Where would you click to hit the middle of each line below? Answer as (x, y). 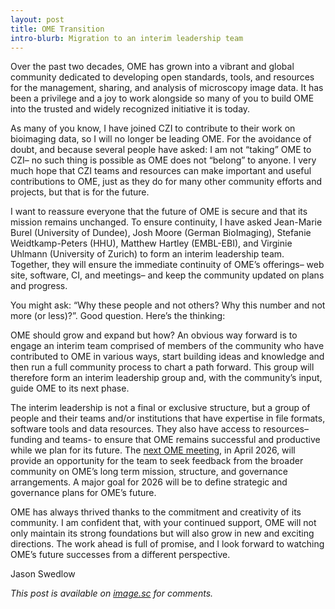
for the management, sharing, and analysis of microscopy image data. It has (167, 88)
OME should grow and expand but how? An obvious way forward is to (154, 335)
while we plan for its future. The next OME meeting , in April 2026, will (153, 450)
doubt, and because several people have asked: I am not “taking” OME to (161, 150)
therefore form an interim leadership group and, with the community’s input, (166, 378)
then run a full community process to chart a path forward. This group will (162, 367)
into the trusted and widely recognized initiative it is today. (130, 109)
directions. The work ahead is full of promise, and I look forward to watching (167, 544)
